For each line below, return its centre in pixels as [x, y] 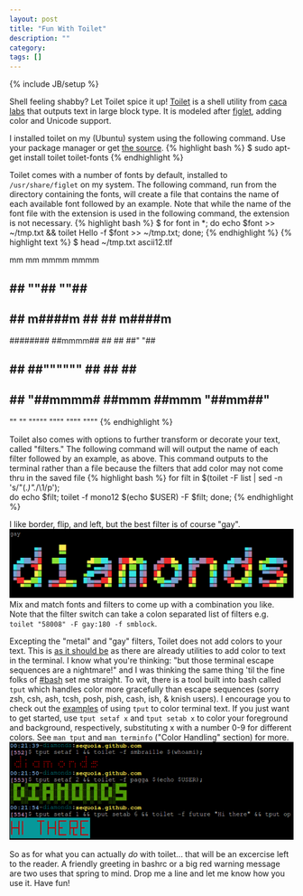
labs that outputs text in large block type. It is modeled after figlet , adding [146, 111]
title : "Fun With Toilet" [58, 28]
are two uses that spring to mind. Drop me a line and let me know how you [147, 873]
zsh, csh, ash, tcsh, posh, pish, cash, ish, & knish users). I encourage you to [150, 699]
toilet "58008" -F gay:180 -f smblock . [83, 624]
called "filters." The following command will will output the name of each [144, 448]
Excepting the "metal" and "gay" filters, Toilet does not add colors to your [146, 641]
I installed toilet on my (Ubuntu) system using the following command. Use [147, 138]
